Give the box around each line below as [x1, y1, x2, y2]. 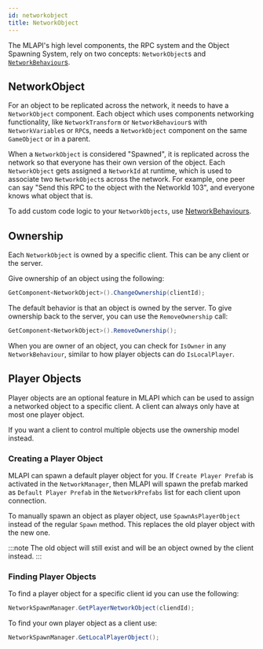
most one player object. [8, 410, 85, 419]
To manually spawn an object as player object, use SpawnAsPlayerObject [8, 511, 241, 520]
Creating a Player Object [8, 453, 104, 464]
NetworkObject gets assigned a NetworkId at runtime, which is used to [8, 166, 232, 175]
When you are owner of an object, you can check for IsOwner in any [8, 341, 226, 350]
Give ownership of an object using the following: [8, 274, 165, 283]
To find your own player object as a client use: [8, 618, 158, 628]
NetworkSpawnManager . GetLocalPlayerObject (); [8, 634, 159, 642]
